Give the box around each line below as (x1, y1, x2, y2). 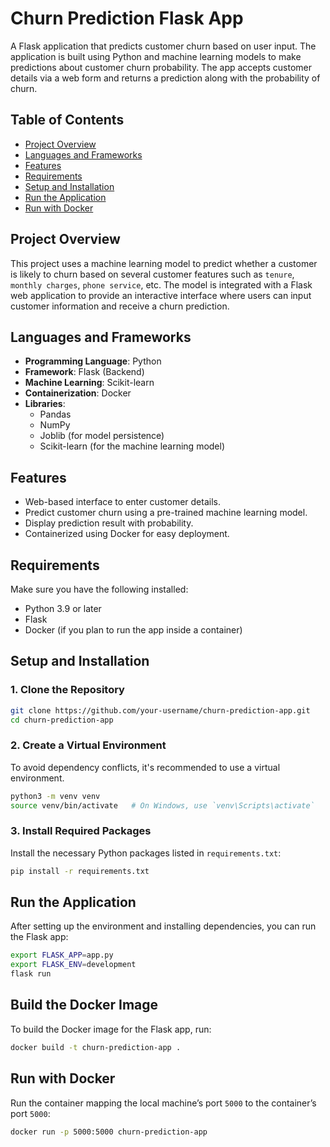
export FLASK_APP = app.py (10, 950, 114, 961)
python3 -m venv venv (10, 791, 101, 801)
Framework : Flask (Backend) (24, 366, 145, 378)
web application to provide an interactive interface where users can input (10, 289, 312, 301)
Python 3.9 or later (24, 603, 102, 614)
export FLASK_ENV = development (10, 960, 137, 970)
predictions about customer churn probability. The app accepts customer (10, 61, 313, 73)
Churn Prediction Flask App (10, 7, 244, 30)
